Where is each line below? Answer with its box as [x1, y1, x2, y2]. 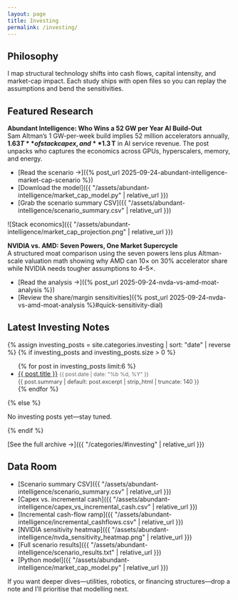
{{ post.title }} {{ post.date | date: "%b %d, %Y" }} [17, 369, 150, 378]
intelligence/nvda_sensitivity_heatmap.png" [17, 533, 145, 541]
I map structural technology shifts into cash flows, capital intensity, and [7, 69, 216, 78]
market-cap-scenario [17, 176, 81, 184]
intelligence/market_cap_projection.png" [7, 228, 127, 236]
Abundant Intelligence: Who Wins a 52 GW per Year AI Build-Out [7, 124, 202, 132]
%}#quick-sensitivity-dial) [86, 301, 163, 309]
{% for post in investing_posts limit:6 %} [17, 361, 137, 370]
